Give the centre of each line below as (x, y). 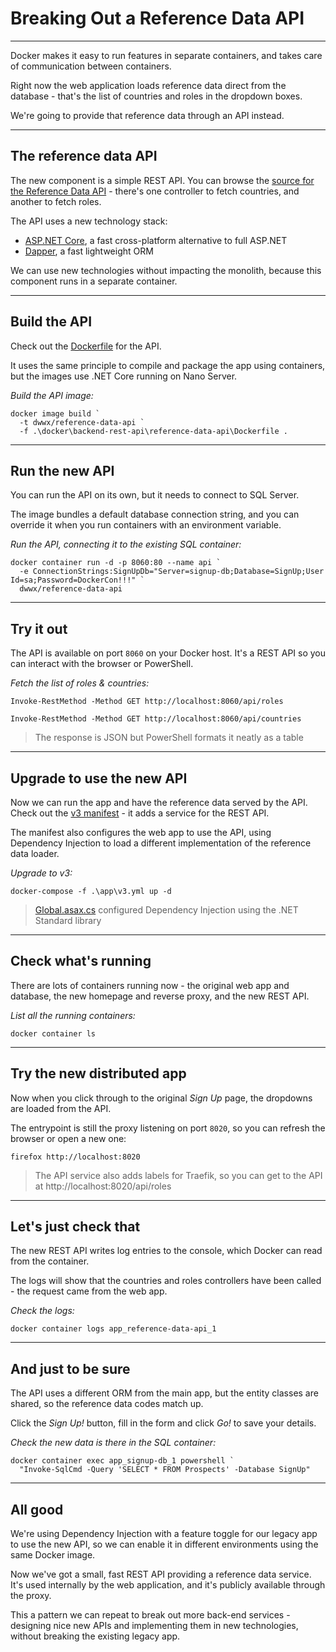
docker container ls (53, 1033)
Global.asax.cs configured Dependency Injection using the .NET (166, 910)
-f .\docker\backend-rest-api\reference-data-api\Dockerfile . (153, 431)
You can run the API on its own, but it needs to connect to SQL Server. (155, 495)
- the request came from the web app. (89, 1291)
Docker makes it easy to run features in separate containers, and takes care (166, 55)
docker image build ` (55, 413)
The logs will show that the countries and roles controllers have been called (166, 1281)
